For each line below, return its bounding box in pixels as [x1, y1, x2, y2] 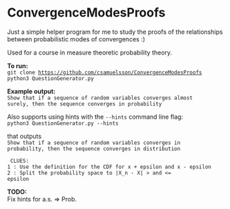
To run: [7, 61, 28, 70]
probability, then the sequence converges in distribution [7, 145, 181, 152]
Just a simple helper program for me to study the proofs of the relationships [7, 28, 223, 36]
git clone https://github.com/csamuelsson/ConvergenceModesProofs [7, 69, 202, 76]
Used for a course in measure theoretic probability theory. [7, 48, 173, 57]
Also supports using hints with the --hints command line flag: [7, 112, 184, 121]
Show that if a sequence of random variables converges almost [7, 94, 193, 101]
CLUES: [10, 157, 30, 164]
